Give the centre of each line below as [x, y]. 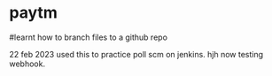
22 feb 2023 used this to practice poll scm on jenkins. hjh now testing [136, 54]
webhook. [27, 64]
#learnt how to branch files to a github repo [89, 37]
